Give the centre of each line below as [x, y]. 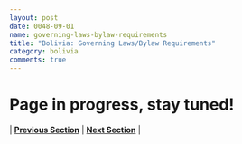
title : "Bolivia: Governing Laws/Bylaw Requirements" [113, 43]
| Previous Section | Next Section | [75, 130]
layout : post [34, 18]
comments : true [38, 60]
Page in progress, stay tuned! [122, 105]
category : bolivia [44, 52]
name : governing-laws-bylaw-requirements [88, 34]
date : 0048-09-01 [42, 26]
